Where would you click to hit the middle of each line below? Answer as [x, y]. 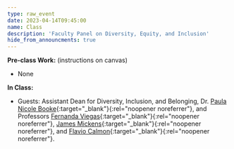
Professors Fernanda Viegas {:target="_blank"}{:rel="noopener [108, 117]
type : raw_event [31, 14]
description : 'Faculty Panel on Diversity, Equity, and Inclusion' [109, 34]
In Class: [20, 88]
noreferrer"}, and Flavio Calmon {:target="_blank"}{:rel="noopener [113, 131]
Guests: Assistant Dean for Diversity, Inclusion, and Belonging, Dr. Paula [122, 101]
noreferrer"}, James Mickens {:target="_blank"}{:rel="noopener [109, 124]
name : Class [25, 27]
